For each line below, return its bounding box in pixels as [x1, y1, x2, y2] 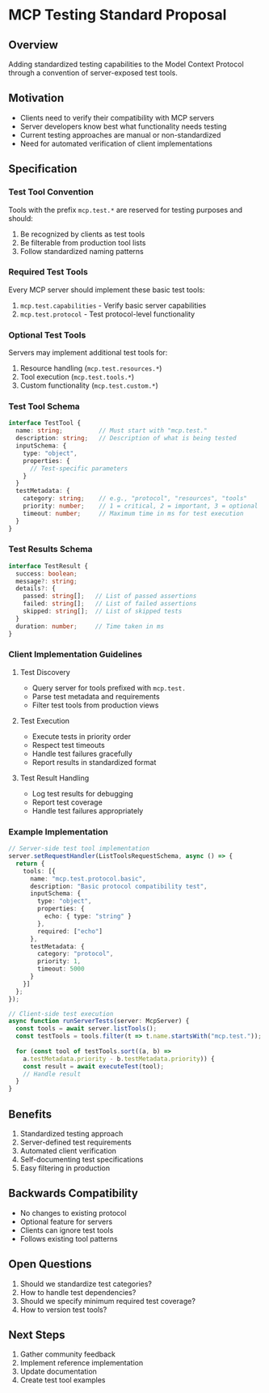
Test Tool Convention [8, 186, 95, 197]
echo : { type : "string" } [44, 912, 132, 920]
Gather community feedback [19, 1349, 116, 1359]
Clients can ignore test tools [19, 1225, 114, 1235]
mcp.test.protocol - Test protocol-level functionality [19, 309, 195, 319]
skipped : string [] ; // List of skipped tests [23, 607, 183, 616]
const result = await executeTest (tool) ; [23, 1062, 164, 1070]
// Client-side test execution [8, 1009, 114, 1017]
